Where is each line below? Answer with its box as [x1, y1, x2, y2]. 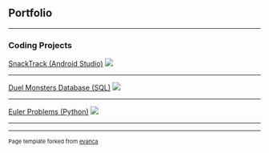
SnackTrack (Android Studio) [8, 59, 104, 69]
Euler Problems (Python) [8, 107, 90, 117]
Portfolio [8, 6, 53, 20]
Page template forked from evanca [8, 138, 98, 146]
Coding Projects [8, 39, 73, 50]
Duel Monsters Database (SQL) [8, 83, 111, 93]
